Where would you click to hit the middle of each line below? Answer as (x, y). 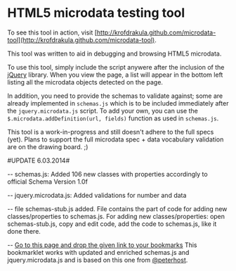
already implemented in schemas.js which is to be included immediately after (118, 103)
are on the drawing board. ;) (48, 146)
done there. (24, 231)
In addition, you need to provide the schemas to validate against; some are (115, 96)
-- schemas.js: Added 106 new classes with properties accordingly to (108, 174)
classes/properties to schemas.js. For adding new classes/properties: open (116, 216)
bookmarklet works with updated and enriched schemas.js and (98, 252)
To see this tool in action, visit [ (52, 32)
